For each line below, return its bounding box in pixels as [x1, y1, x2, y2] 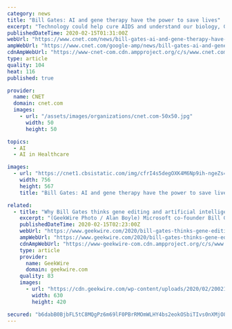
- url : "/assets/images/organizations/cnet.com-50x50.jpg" [19, 113, 193, 120]
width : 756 [19, 177, 51, 184]
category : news [7, 10, 51, 17]
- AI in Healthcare [13, 151, 70, 158]
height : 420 [32, 299, 67, 305]
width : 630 [32, 292, 64, 299]
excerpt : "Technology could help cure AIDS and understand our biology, [7, 23, 221, 30]
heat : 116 [7, 68, 36, 75]
